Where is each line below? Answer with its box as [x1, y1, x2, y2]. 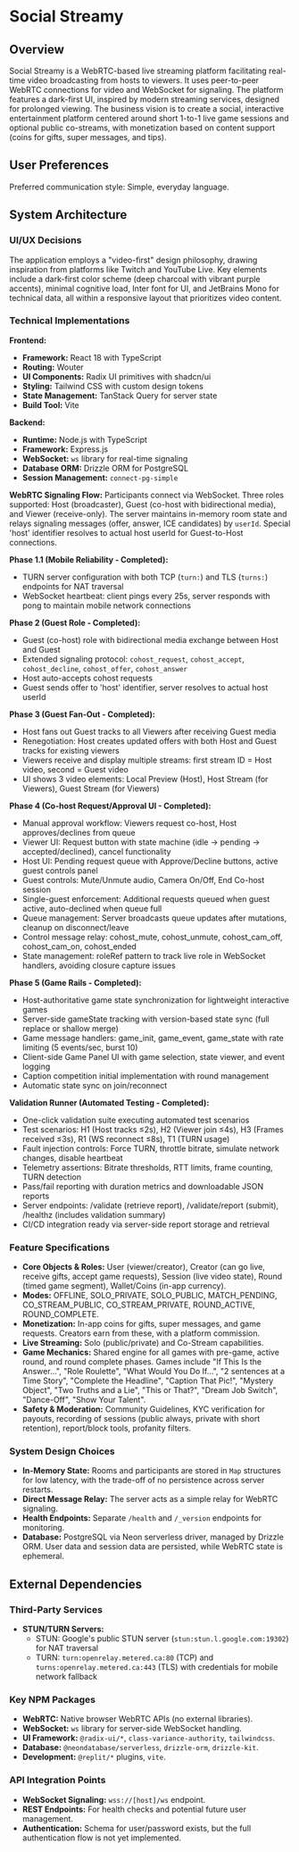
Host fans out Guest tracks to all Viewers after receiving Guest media [21, 726, 277, 737]
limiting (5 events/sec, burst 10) [21, 1042, 138, 1053]
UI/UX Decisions [9, 234, 82, 246]
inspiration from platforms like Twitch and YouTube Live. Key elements [9, 263, 268, 274]
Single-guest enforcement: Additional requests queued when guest [21, 893, 270, 904]
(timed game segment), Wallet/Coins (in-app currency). [21, 1281, 227, 1291]
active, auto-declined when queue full [21, 903, 162, 913]
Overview [9, 42, 65, 57]
